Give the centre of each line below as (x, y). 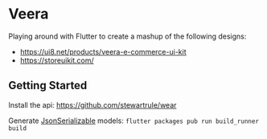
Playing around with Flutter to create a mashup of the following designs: (127, 36)
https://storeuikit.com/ (57, 60)
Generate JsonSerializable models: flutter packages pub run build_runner (134, 121)
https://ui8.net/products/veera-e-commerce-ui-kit (103, 51)
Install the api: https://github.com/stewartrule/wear (92, 104)
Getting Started (48, 86)
